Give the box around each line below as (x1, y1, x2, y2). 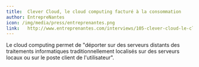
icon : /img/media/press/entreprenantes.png (6, 20, 115, 25)
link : (6, 25, 20, 31)
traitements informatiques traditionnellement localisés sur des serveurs (6, 48, 179, 55)
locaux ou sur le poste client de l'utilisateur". (6, 54, 114, 61)
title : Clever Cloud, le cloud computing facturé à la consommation (6, 8, 182, 15)
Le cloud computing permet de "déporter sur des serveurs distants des (6, 42, 180, 49)
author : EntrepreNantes (6, 14, 65, 20)
